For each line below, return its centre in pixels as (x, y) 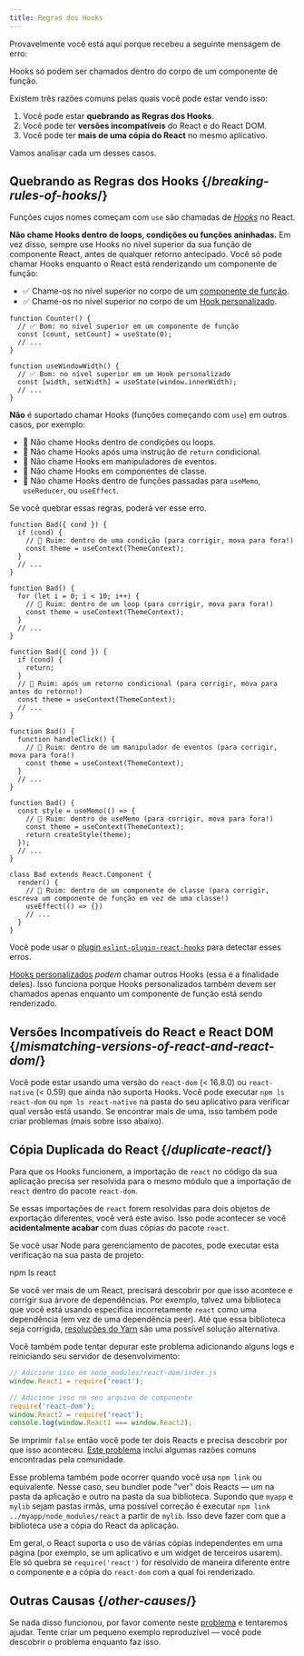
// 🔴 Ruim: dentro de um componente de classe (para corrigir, (148, 891)
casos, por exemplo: (48, 424)
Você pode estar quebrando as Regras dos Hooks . (118, 115)
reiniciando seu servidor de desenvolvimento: (95, 1356)
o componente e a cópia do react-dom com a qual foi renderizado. (132, 1572)
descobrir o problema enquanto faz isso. (85, 1642)
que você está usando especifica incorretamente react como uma (133, 1310)
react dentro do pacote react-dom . (74, 1191)
